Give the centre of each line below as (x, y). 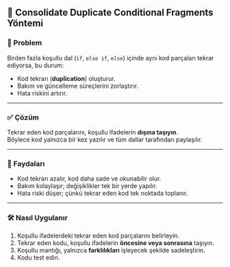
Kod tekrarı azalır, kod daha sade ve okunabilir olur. (89, 178)
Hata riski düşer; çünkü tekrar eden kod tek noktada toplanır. (102, 194)
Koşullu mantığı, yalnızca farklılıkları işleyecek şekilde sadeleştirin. (111, 250)
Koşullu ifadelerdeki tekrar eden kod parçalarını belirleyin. (98, 235)
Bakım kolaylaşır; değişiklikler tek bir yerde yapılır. (87, 186)
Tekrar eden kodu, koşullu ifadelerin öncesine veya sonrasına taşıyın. (115, 243)
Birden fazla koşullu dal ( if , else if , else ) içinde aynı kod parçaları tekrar (111, 58)
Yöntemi (25, 24)
